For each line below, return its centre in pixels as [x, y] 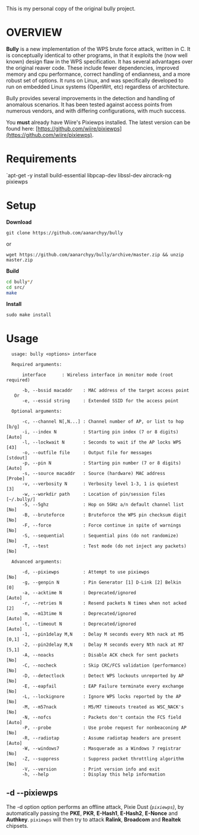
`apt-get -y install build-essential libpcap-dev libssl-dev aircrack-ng [89, 175]
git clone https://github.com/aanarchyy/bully [65, 233]
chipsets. [17, 826]
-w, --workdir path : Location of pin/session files [94, 495]
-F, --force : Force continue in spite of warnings [102, 525]
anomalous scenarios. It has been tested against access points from [89, 104]
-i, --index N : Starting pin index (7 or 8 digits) [100, 432]
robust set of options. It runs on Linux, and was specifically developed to [95, 80]
